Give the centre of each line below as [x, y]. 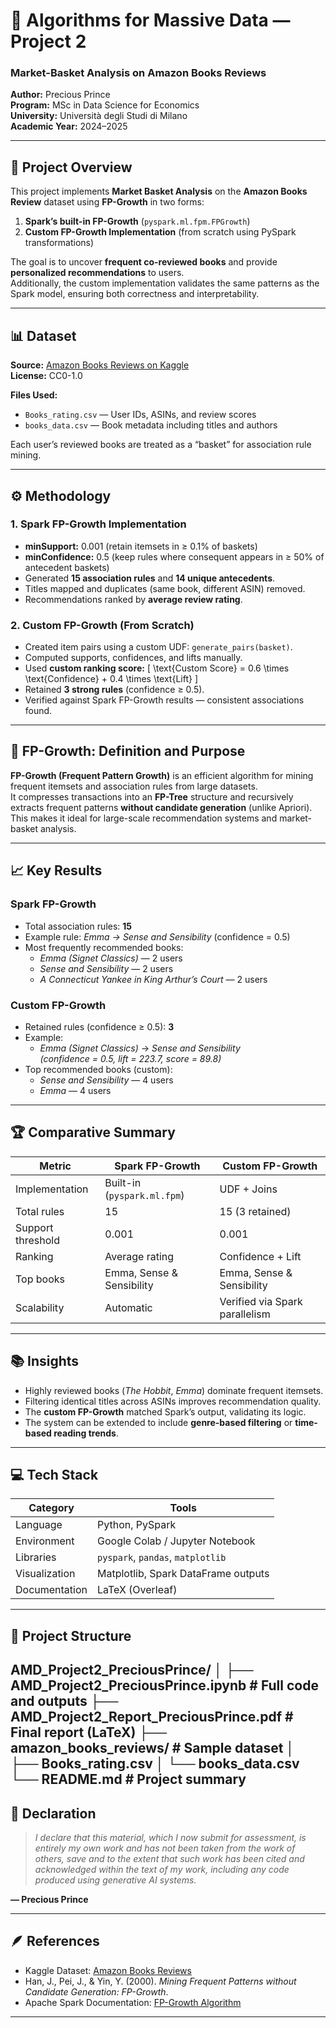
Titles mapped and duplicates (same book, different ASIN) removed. [165, 588]
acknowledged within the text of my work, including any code [162, 1869]
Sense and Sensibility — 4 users [106, 1080]
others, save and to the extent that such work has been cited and [169, 1858]
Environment [45, 1541]
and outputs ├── [64, 1701]
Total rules [40, 1211]
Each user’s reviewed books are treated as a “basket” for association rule [161, 445]
